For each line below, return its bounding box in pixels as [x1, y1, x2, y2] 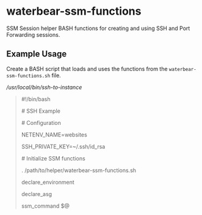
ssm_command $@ [21, 202, 70, 209]
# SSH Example [21, 107, 61, 115]
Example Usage [6, 49, 67, 59]
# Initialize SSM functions [21, 154, 85, 162]
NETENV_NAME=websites [21, 130, 87, 138]
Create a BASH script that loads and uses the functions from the [6, 65, 168, 72]
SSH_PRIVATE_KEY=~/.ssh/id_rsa [21, 143, 106, 150]
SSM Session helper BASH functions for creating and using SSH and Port [6, 25, 190, 32]
